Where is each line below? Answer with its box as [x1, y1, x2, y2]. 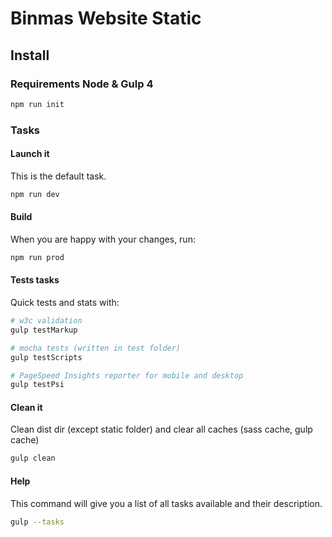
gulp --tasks [10, 517, 65, 527]
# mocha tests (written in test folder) [10, 343, 182, 353]
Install [10, 47, 50, 64]
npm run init [10, 99, 65, 109]
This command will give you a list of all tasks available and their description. [10, 497, 323, 509]
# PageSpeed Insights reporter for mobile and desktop [10, 370, 244, 381]
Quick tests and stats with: [10, 297, 120, 309]
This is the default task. [10, 170, 107, 182]
